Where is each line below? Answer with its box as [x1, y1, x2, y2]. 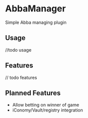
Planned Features [5, 89, 61, 97]
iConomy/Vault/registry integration [12, 107, 84, 113]
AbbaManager [5, 3, 66, 14]
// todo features [5, 74, 37, 80]
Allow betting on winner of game [12, 102, 80, 108]
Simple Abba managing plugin [5, 19, 67, 25]
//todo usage [5, 47, 32, 53]
